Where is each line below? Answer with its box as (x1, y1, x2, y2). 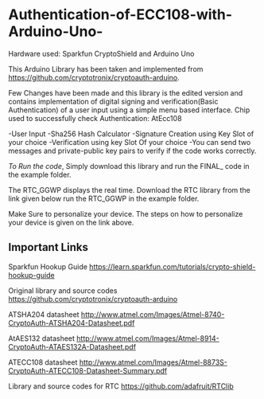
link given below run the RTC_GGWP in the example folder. (8, 194, 200, 203)
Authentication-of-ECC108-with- (8, 6, 233, 24)
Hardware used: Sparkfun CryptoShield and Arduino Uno (8, 49, 195, 58)
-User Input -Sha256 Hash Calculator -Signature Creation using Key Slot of (8, 129, 254, 139)
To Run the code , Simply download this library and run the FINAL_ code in (8, 161, 250, 170)
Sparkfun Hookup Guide (8, 261, 87, 272)
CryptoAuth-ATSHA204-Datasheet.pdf (8, 318, 135, 327)
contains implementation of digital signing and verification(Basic (8, 96, 219, 106)
